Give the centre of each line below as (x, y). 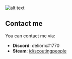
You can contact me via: (30, 36)
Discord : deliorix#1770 (36, 45)
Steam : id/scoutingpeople (40, 51)
